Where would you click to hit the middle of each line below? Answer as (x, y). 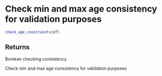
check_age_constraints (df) (32, 32)
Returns (18, 47)
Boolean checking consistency (36, 59)
